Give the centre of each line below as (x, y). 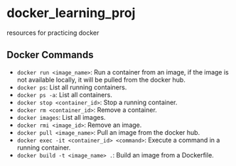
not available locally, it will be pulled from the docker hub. (101, 79)
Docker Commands (50, 55)
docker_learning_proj (71, 13)
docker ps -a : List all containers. (65, 94)
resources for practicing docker (53, 33)
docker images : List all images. (61, 117)
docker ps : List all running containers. (72, 87)
